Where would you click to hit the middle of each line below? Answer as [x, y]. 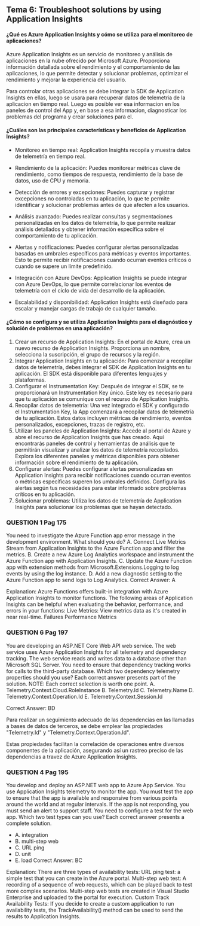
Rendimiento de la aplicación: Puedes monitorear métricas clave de [98, 167]
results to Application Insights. [43, 916]
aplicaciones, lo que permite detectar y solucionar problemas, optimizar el [97, 73]
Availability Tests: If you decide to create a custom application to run [90, 903]
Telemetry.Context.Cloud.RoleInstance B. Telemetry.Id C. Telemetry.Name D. [100, 690]
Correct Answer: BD [31, 708]
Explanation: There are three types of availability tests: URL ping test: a [93, 872]
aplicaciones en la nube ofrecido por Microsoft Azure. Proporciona [88, 60]
